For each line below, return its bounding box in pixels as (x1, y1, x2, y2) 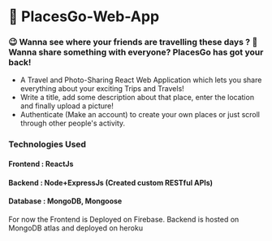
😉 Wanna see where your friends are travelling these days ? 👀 (8, 37, 258, 48)
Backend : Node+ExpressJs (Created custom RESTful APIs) (8, 177, 214, 187)
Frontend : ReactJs (8, 159, 74, 169)
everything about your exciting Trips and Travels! (19, 84, 184, 94)
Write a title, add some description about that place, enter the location (19, 93, 254, 103)
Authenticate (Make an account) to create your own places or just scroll (19, 110, 261, 120)
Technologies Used (8, 138, 87, 150)
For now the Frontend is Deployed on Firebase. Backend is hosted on (8, 214, 240, 224)
